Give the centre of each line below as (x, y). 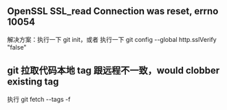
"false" (17, 47)
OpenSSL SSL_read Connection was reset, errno (113, 11)
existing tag (33, 82)
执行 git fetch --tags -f (39, 99)
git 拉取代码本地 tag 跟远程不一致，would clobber (113, 70)
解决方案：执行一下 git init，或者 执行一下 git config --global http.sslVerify (112, 39)
